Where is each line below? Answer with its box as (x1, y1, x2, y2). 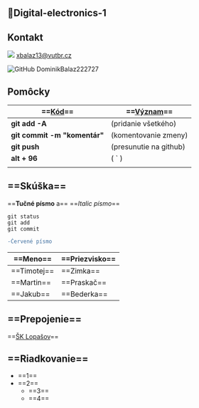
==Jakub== (11, 289, 50, 299)
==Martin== (11, 277, 51, 287)
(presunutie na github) (111, 142, 186, 152)
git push (11, 142, 40, 152)
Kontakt (7, 31, 44, 43)
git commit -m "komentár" (11, 130, 104, 140)
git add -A (11, 119, 48, 129)
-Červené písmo (7, 238, 53, 245)
